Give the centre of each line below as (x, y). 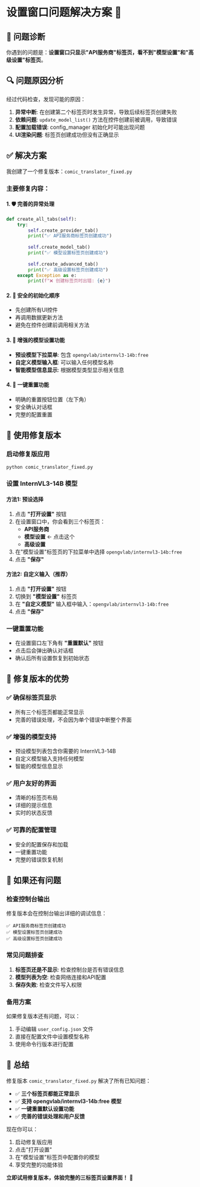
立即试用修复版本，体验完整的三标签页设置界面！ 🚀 (70, 1177)
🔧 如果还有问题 (34, 881)
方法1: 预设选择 (25, 499)
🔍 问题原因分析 (35, 81)
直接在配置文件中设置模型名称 (52, 1036)
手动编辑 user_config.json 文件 (54, 1028)
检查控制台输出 (28, 899)
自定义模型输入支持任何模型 (50, 759)
